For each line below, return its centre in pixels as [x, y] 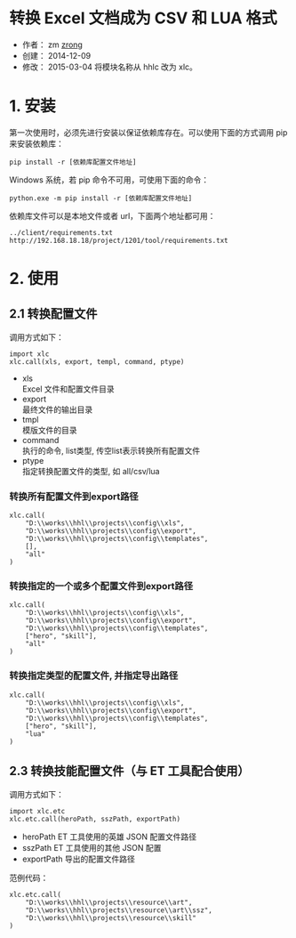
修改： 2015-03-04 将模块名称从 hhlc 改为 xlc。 [110, 67]
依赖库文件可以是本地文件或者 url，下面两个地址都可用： [112, 215]
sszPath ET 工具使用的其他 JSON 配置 [92, 847]
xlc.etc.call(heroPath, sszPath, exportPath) [95, 819]
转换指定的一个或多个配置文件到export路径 [101, 586]
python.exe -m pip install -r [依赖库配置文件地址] [101, 198]
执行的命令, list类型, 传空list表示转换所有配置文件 [111, 450]
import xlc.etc [37, 811]
